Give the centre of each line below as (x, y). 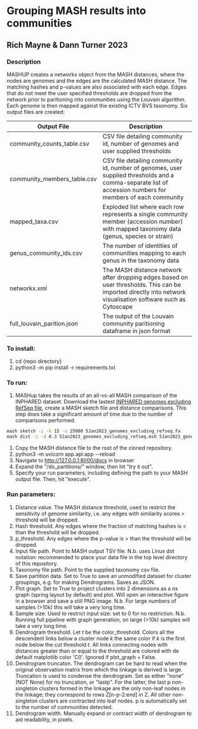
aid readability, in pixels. (44, 719)
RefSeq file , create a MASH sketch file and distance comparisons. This (101, 408)
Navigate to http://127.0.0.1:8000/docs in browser (75, 461)
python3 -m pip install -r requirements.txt (65, 368)
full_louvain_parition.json (44, 323)
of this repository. (36, 563)
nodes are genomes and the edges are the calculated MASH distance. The (97, 80)
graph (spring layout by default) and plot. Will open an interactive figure (102, 594)
